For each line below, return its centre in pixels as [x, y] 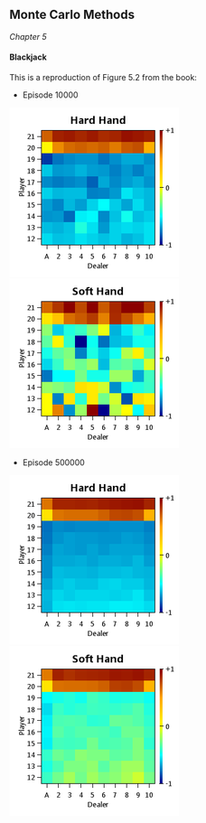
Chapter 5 [28, 36]
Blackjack [28, 57]
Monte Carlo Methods [72, 15]
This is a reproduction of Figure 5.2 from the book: [103, 78]
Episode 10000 [50, 95]
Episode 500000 [54, 463]
